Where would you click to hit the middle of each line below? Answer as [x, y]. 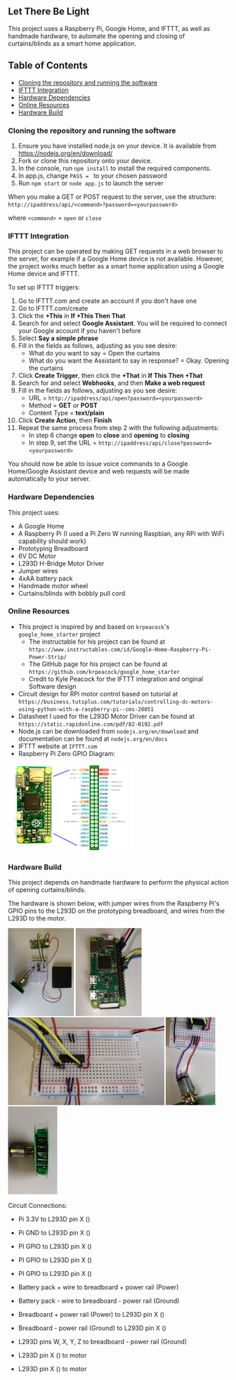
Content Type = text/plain [66, 413]
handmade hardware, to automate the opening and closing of [97, 36]
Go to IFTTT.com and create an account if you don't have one [107, 301]
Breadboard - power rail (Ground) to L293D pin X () [92, 1328]
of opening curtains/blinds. [47, 890]
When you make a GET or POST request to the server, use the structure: [112, 197]
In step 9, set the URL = [63, 443]
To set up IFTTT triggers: [44, 287]
